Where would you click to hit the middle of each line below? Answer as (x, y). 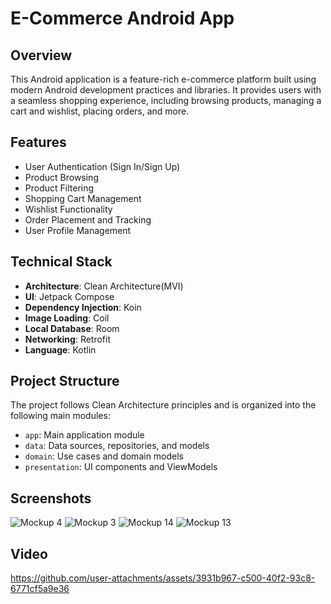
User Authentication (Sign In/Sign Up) (102, 166)
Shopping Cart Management (83, 198)
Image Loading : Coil (67, 318)
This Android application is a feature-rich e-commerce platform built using (163, 79)
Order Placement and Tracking (88, 219)
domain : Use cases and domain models (104, 456)
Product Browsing (61, 177)
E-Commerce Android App (122, 18)
